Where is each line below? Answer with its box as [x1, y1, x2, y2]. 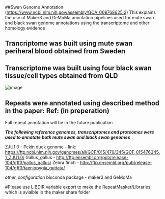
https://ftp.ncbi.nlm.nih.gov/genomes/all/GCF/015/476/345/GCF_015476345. [5, 149, 160, 155]
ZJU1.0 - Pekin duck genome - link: [5, 144, 77, 150]
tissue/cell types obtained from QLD [5, 71, 118, 80]
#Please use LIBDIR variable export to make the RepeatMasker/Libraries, [5, 184, 152, 190]
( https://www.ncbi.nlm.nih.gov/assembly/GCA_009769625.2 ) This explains [5, 9, 156, 15]
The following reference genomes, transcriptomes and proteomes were [5, 129, 154, 135]
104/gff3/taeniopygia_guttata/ [5, 165, 65, 171]
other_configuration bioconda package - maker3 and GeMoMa [5, 174, 132, 180]
